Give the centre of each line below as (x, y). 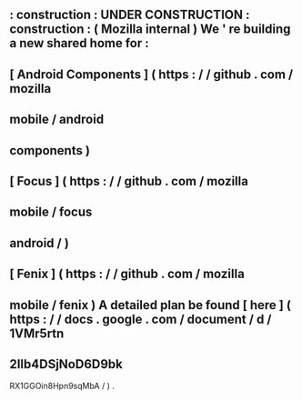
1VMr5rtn (37, 333)
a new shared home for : (79, 43)
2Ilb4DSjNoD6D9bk (66, 364)
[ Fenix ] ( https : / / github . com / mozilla (127, 274)
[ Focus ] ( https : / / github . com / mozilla (129, 181)
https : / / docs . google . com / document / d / (141, 319)
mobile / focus (51, 212)
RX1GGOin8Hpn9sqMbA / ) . (62, 386)
